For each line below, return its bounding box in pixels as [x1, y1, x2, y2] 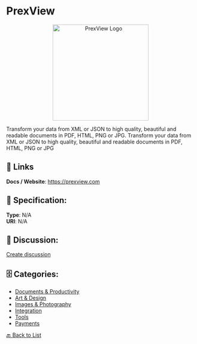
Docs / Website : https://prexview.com [6, 178, 100, 185]
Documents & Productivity [14, 288, 80, 295]
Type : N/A [6, 211, 32, 219]
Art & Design [14, 294, 47, 301]
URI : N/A [6, 217, 28, 225]
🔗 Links [6, 162, 34, 172]
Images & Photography [14, 301, 72, 308]
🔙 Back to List [6, 331, 42, 339]
